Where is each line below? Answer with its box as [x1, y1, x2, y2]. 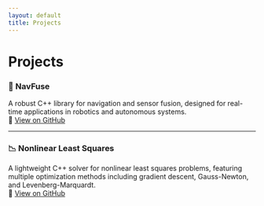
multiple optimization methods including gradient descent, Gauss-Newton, [8, 172, 249, 182]
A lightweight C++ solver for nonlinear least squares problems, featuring [8, 164, 243, 173]
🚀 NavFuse [8, 80, 50, 91]
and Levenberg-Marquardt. [8, 180, 96, 189]
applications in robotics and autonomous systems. [24, 107, 187, 116]
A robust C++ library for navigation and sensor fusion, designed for [8, 98, 226, 108]
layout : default [8, 11, 61, 20]
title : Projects [8, 19, 61, 27]
